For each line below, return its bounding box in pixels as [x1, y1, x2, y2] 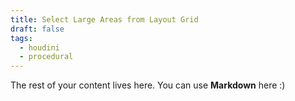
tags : [10, 33, 33, 43]
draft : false [10, 24, 65, 34]
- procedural [19, 52, 74, 62]
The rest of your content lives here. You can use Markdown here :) [10, 79, 286, 91]
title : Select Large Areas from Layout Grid [10, 14, 199, 25]
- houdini [19, 42, 60, 53]
